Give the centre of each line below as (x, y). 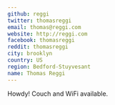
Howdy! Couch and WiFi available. (58, 94)
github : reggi (29, 14)
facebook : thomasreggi (41, 40)
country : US (25, 60)
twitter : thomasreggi (40, 21)
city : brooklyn (30, 54)
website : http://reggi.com (47, 34)
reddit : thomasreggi (38, 47)
